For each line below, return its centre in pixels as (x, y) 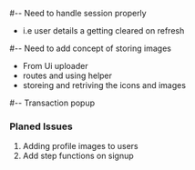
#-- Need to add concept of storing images (90, 48)
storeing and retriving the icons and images (104, 85)
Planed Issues (41, 126)
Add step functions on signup (78, 156)
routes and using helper (67, 75)
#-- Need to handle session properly (78, 13)
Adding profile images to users (80, 146)
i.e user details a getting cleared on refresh (103, 30)
